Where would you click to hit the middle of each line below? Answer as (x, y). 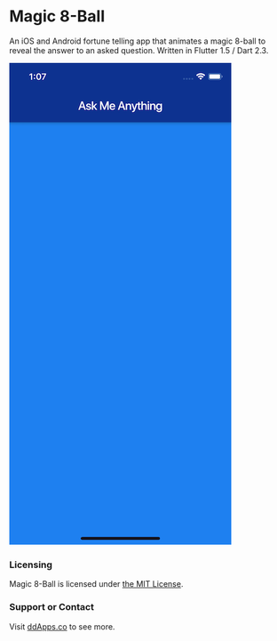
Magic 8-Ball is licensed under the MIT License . (96, 584)
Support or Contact (52, 607)
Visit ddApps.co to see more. (62, 626)
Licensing (31, 565)
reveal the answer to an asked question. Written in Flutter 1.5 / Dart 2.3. (139, 50)
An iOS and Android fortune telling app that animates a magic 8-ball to (138, 41)
